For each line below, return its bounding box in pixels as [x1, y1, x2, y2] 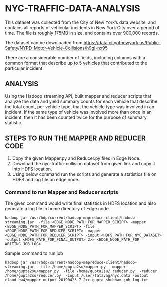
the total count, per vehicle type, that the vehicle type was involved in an [5, 103, 155, 110]
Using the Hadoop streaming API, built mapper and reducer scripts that [5, 93, 151, 99]
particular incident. [5, 65, 44, 71]
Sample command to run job [5, 250, 63, 256]
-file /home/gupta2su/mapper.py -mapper [38, 264, 126, 269]
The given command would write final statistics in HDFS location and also [5, 200, 156, 206]
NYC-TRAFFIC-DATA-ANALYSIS [5, 3, 141, 14]
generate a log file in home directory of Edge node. [5, 205, 110, 211]
